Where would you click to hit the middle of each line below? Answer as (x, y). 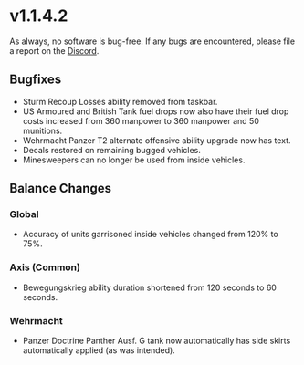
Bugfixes (36, 80)
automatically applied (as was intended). (99, 350)
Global (24, 214)
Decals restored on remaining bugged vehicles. (111, 150)
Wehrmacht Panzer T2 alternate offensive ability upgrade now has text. (157, 140)
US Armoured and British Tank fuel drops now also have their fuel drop (156, 111)
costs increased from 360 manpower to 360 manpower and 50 (141, 120)
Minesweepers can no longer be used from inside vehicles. (134, 160)
